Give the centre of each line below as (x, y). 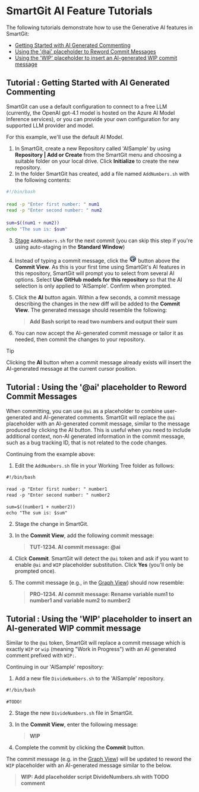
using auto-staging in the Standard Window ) (70, 247)
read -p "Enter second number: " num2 (54, 210)
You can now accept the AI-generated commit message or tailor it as (99, 333)
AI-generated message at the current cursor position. (72, 368)
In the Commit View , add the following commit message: (84, 535)
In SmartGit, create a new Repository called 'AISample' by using (93, 148)
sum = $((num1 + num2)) (33, 223)
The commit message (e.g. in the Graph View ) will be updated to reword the (99, 759)
